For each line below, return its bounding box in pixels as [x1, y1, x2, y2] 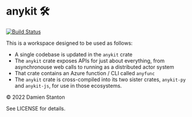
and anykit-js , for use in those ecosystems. [14, 82, 122, 89]
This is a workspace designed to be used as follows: [6, 39, 133, 46]
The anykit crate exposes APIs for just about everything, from [14, 57, 165, 64]
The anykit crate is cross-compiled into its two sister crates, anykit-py [14, 76, 186, 83]
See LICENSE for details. [6, 105, 66, 112]
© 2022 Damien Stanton [6, 93, 65, 101]
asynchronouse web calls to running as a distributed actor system [14, 63, 174, 71]
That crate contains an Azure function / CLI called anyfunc [14, 69, 155, 76]
